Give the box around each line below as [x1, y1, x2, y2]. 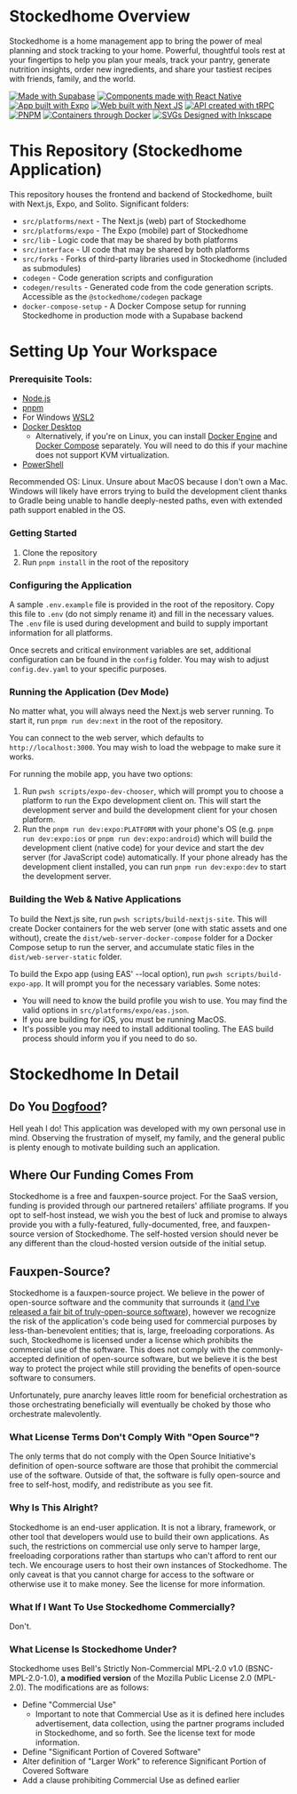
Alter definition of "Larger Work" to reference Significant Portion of [21, 1756, 267, 1766]
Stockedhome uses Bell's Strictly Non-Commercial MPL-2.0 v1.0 [9, 1663, 244, 1674]
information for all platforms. [9, 627, 113, 637]
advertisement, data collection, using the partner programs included [35, 1718, 285, 1729]
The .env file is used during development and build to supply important [9, 618, 269, 629]
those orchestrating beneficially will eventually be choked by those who [9, 1399, 271, 1410]
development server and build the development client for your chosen [21, 805, 277, 815]
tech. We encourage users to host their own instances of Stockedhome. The [9, 1559, 288, 1570]
